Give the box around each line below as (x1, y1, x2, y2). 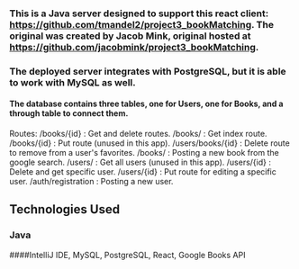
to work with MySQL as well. (9, 76, 137, 88)
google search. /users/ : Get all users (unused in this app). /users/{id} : (9, 157, 272, 168)
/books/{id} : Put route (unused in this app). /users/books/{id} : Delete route (9, 138, 290, 148)
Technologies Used (9, 202, 120, 218)
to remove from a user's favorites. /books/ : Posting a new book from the (9, 148, 279, 158)
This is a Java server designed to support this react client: (9, 7, 269, 20)
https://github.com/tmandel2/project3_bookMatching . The (9, 18, 275, 31)
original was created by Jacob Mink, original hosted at (9, 30, 251, 42)
